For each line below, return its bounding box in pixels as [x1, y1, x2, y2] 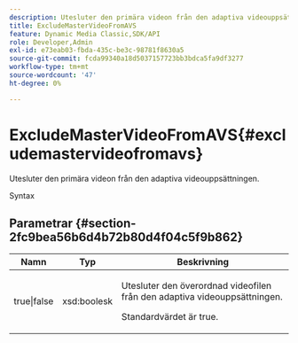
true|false [13, 295, 54, 308]
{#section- [74, 215, 137, 230]
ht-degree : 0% [9, 79, 62, 88]
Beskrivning [176, 256, 229, 269]
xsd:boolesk [61, 295, 114, 308]
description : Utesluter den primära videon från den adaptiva [9, 12, 244, 22]
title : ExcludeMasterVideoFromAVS [9, 21, 137, 30]
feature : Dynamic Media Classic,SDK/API [9, 29, 161, 38]
